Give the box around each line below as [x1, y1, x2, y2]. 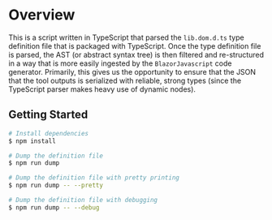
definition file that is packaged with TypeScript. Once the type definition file [8, 41, 261, 50]
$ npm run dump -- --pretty [8, 181, 104, 190]
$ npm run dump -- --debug [8, 203, 100, 212]
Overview [8, 6, 76, 24]
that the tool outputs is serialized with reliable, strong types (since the [8, 75, 242, 85]
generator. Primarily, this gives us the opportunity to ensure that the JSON [8, 67, 257, 76]
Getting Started [8, 108, 89, 122]
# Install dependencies [8, 129, 89, 137]
